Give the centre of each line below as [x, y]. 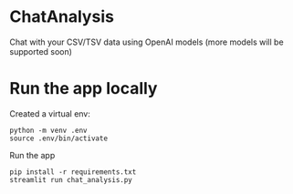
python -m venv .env [49, 130]
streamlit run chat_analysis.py [71, 179]
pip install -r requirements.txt [73, 172]
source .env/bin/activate [58, 138]
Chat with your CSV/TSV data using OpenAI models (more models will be [147, 42]
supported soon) [41, 51]
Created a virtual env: [50, 113]
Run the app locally [84, 89]
